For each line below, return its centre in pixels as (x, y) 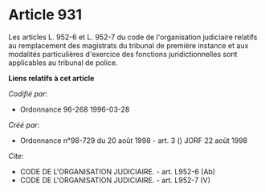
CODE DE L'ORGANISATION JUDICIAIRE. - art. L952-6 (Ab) (118, 171)
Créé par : (24, 125)
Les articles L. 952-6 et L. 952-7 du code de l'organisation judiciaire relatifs (133, 37)
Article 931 (45, 15)
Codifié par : (28, 93)
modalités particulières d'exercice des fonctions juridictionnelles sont (123, 54)
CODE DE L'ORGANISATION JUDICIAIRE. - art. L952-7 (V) (115, 180)
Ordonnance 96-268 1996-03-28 (75, 109)
